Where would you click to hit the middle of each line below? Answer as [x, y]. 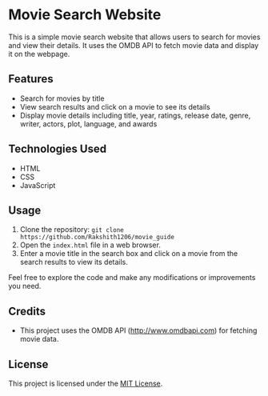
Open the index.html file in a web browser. [90, 245]
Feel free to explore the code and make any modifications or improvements [132, 278]
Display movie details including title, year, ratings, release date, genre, [135, 115]
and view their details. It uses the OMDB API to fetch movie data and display [134, 45]
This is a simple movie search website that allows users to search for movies [134, 37]
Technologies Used [57, 149]
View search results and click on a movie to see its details [115, 106]
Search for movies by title [62, 98]
